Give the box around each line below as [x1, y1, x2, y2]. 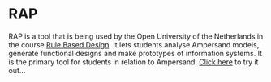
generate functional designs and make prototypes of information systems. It [8, 48, 262, 58]
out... [8, 65, 26, 75]
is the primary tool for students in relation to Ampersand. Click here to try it [8, 57, 259, 67]
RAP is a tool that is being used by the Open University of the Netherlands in [8, 31, 264, 41]
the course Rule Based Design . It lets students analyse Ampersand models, [8, 39, 260, 49]
